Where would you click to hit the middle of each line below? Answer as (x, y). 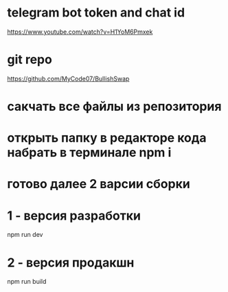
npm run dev (25, 235)
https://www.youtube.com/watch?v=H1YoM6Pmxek (80, 32)
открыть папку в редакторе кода (107, 138)
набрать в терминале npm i (89, 153)
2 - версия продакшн (71, 262)
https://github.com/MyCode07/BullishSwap (68, 79)
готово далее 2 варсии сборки (99, 184)
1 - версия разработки (74, 216)
